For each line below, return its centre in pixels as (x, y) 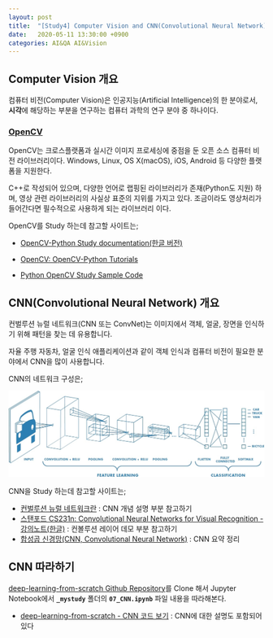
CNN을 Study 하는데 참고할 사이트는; (67, 491)
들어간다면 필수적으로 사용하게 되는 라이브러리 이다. (90, 208)
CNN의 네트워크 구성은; (46, 379)
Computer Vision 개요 (63, 79)
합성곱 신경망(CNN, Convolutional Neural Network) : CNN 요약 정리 (130, 539)
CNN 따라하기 (41, 567)
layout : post (30, 17)
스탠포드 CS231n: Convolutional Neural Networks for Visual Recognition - (142, 518)
